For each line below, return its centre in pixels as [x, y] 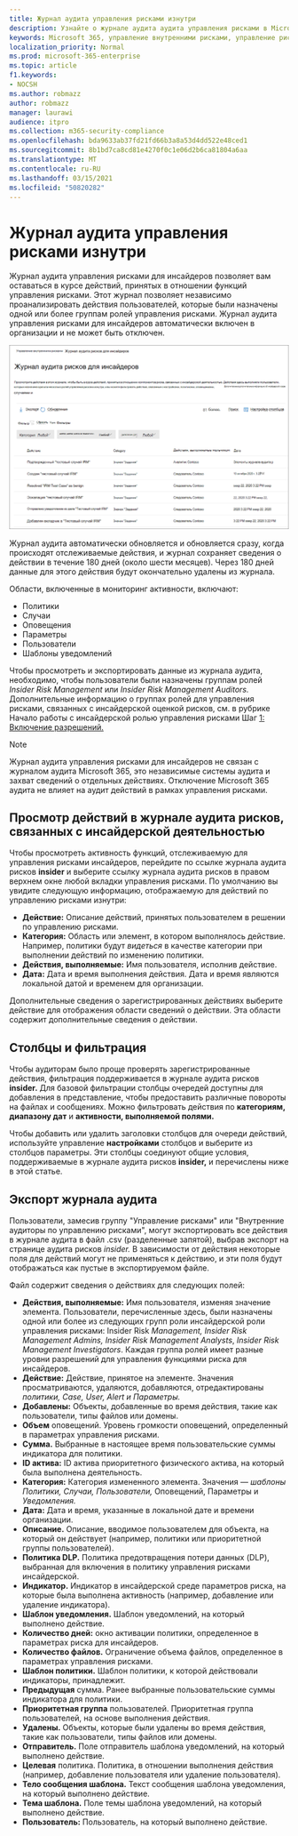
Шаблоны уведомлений [67, 653]
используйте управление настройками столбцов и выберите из [131, 1143]
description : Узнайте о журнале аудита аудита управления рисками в [138, 28]
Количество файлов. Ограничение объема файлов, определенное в [153, 1652]
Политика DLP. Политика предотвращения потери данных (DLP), [146, 1557]
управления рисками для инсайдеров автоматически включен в [132, 324]
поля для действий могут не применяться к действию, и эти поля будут [146, 1259]
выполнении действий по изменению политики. [113, 955]
